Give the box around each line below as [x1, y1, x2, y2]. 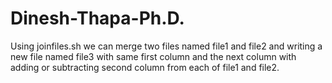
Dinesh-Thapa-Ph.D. [10, 7, 185, 30]
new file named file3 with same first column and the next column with [10, 50, 297, 62]
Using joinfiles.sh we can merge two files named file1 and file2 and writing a [10, 40, 323, 52]
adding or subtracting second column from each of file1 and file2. [10, 61, 280, 73]
